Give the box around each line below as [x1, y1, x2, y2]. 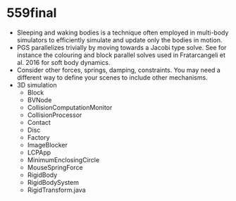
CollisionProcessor [27, 111, 82, 119]
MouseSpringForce [27, 163, 83, 171]
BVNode [27, 95, 52, 104]
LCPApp [27, 148, 51, 157]
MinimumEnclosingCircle [27, 155, 100, 164]
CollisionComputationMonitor [27, 103, 113, 111]
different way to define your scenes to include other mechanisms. [16, 73, 209, 82]
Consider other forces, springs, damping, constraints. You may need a [16, 66, 221, 74]
